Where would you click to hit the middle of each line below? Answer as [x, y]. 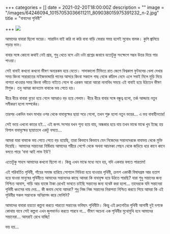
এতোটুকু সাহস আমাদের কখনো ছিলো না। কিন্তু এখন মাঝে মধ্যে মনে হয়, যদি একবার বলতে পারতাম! [76, 162]
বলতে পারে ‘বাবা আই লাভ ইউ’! [28, 152]
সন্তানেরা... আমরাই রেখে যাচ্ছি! [27, 217]
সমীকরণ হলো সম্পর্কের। [23, 104]
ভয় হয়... [12, 227]
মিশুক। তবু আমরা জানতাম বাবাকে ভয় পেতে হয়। [41, 88]
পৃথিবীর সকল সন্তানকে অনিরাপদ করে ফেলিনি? [37, 195]
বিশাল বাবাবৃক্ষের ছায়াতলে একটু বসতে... [34, 130]
